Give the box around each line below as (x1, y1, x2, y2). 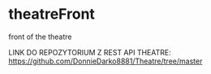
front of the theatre (8, 32, 72, 41)
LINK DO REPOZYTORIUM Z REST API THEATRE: (8, 47, 172, 57)
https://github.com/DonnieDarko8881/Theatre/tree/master (8, 56, 203, 66)
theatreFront (8, 5, 96, 24)
